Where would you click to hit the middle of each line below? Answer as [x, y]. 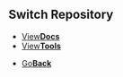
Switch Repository [61, 15]
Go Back [36, 63]
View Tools [41, 46]
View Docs [40, 36]
